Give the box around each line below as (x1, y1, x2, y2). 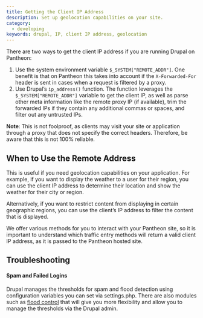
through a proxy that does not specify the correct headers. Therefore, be (6, 129, 188, 137)
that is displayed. (6, 213, 49, 220)
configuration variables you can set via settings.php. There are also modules (6, 291, 197, 299)
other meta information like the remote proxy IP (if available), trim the (14, 98, 187, 106)
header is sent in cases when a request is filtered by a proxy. (14, 79, 167, 86)
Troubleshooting (6, 255, 71, 265)
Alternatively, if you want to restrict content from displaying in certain (6, 200, 179, 207)
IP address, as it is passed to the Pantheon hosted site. (6, 237, 143, 245)
